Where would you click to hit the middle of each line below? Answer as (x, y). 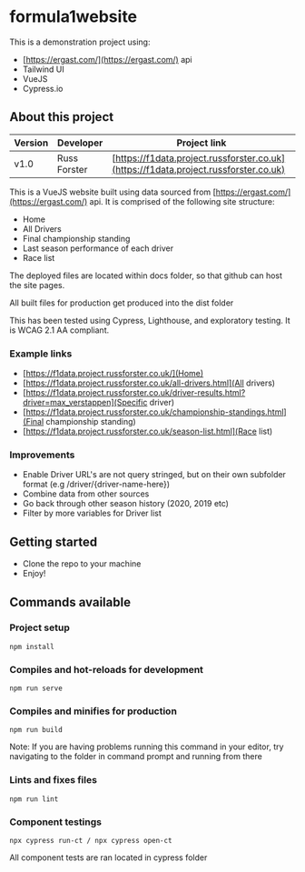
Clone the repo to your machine (82, 564)
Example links (41, 354)
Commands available (70, 602)
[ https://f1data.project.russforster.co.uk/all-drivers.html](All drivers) (148, 383)
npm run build (36, 730)
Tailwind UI (44, 69)
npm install (32, 646)
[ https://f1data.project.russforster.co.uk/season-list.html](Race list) (148, 431)
